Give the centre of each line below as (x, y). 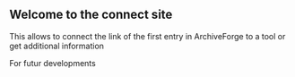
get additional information (57, 46)
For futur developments (52, 63)
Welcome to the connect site (91, 15)
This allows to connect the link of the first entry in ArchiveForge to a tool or (147, 36)
